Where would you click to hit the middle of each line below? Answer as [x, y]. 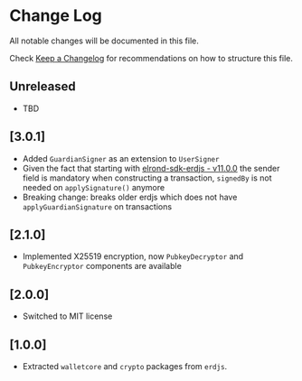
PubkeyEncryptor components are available [102, 266]
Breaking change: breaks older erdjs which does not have [130, 197]
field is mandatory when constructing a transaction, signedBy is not [147, 178]
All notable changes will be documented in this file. [104, 41]
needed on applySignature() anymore [94, 187]
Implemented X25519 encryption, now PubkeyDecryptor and [133, 256]
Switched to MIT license [67, 316]
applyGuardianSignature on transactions [97, 206]
